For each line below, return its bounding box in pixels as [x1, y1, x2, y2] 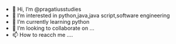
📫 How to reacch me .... [12, 32, 73, 38]
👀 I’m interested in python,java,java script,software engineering [12, 12, 170, 19]
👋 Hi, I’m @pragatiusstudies [12, 6, 82, 12]
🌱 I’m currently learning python [12, 18, 90, 25]
